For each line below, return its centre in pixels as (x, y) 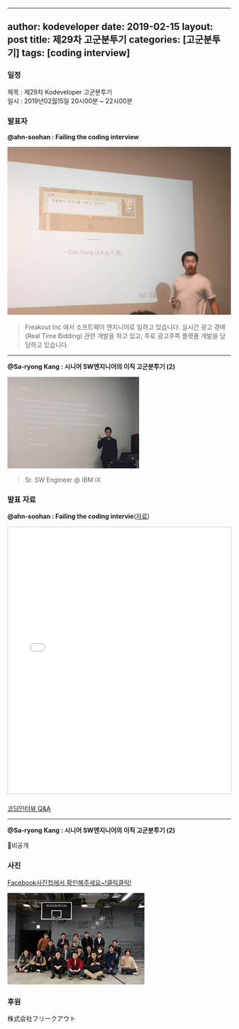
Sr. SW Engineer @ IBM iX (63, 480)
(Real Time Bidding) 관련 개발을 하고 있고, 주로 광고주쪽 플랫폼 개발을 (121, 335)
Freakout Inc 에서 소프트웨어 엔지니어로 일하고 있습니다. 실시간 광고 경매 (125, 327)
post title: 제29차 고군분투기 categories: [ (97, 40)
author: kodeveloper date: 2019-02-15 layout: (111, 27)
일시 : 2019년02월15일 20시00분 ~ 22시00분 (70, 101)
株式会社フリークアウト (41, 1018)
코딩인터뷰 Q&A (29, 809)
